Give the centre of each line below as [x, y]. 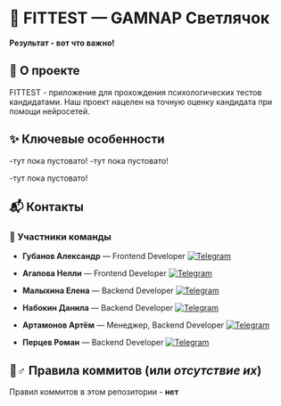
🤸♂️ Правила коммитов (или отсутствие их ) [136, 370]
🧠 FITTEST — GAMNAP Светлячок [140, 18]
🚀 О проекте [45, 71]
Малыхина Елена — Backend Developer [98, 291]
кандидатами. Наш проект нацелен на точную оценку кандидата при [141, 101]
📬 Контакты [47, 207]
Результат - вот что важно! [62, 43]
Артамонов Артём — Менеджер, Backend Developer [123, 325]
